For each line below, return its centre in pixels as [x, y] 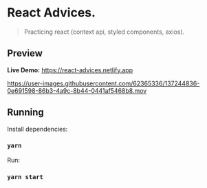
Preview [25, 53]
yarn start [25, 177]
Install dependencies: [37, 129]
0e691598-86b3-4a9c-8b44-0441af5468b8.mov [77, 90]
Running [26, 113]
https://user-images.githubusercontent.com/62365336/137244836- [103, 83]
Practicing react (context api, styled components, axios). [104, 32]
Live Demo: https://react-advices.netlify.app [70, 70]
